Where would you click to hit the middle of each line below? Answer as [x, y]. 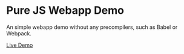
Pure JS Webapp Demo [65, 10]
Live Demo [20, 45]
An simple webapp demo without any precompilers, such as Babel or [92, 27]
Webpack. [19, 33]
